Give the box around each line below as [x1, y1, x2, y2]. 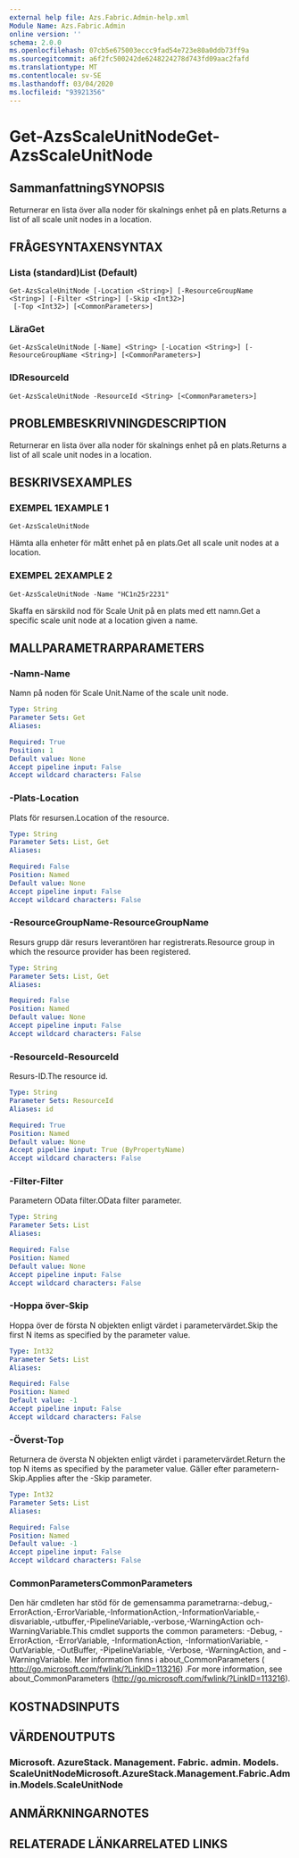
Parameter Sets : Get [9, 713, 87, 723]
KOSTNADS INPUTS [9, 1699, 120, 1714]
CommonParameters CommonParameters [9, 1577, 194, 1589]
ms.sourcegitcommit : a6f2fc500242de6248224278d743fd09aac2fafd [9, 54, 250, 63]
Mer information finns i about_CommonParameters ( [74, 1655, 265, 1665]
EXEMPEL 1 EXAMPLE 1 [9, 502, 110, 514]
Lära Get [9, 323, 45, 336]
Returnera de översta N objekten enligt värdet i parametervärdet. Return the [9, 1454, 286, 1464]
